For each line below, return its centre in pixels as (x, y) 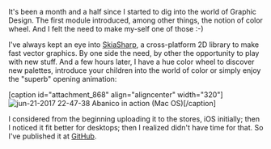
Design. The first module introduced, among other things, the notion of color (135, 20)
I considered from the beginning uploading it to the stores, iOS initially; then (134, 119)
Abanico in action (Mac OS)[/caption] (154, 103)
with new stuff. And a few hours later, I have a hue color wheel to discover (131, 62)
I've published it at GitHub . (53, 136)
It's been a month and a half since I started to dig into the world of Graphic (133, 12)
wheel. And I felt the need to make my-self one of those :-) (106, 29)
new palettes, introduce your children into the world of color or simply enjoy (135, 70)
